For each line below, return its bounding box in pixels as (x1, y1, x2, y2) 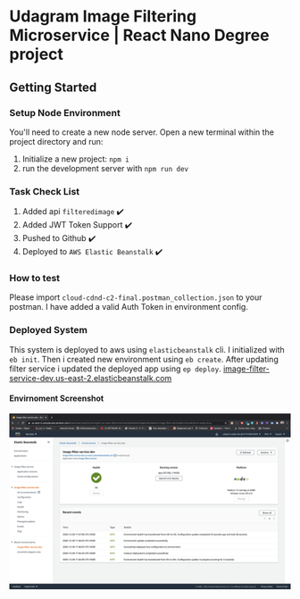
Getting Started (9, 79, 97, 95)
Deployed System (9, 324, 87, 337)
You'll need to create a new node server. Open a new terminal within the (9, 127, 275, 137)
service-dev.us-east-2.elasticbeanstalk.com (9, 372, 172, 383)
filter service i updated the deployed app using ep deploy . (9, 363, 221, 374)
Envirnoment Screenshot (9, 393, 104, 403)
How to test (9, 272, 61, 285)
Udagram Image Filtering (9, 6, 197, 27)
